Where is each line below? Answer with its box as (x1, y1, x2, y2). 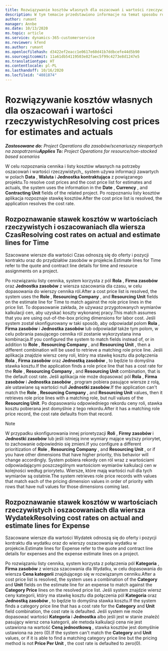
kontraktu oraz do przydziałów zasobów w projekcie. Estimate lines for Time (5, 257, 161, 263)
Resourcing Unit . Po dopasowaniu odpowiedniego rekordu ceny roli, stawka (5, 400, 162, 406)
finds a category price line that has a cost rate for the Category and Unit (5, 603, 155, 609)
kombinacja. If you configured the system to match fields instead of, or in (5, 336, 154, 342)
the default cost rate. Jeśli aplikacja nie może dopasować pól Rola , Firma (5, 373, 157, 379)
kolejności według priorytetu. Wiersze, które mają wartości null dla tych (5, 467, 152, 473)
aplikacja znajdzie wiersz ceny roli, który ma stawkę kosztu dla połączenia (5, 352, 158, 358)
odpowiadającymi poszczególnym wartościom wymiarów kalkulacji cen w (5, 462, 157, 468)
